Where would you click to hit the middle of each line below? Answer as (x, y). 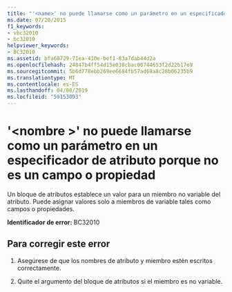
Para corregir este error (59, 244)
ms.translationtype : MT (41, 78)
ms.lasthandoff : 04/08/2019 (48, 90)
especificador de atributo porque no (113, 160)
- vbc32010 (23, 33)
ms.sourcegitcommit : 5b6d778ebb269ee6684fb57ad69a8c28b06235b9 (100, 71)
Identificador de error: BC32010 (54, 222)
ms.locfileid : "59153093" (44, 97)
